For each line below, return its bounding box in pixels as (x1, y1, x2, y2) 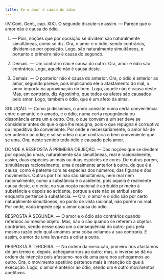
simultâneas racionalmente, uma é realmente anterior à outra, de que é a (5, 162, 152, 168)
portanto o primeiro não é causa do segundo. (12, 51, 104, 57)
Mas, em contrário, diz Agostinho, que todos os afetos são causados (12, 91, 151, 97)
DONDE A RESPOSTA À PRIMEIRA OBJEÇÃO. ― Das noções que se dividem (5, 146, 159, 152)
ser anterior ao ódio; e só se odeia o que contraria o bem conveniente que (5, 131, 155, 137)
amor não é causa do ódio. (5, 25, 59, 32)
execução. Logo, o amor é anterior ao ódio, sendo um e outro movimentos (5, 264, 155, 270)
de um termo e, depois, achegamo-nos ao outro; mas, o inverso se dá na (5, 249, 152, 255)
